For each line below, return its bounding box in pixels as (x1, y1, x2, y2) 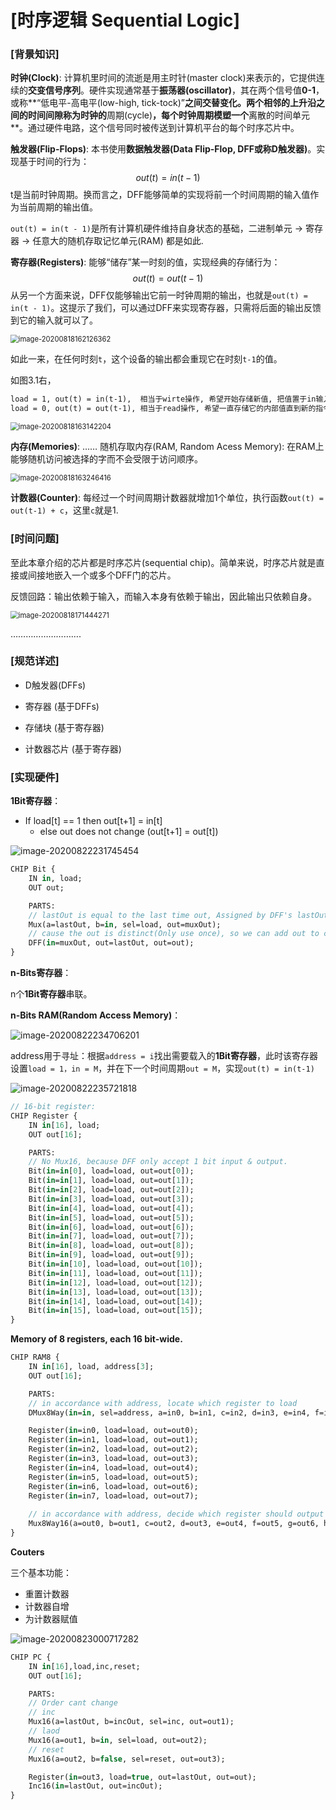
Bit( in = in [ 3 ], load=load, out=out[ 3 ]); (28, 1194, 195, 1204)
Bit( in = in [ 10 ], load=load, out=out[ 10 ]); (28, 1259, 203, 1269)
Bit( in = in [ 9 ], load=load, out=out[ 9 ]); (28, 1250, 195, 1260)
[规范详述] (10, 654, 60, 668)
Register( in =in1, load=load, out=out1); (28, 1435, 199, 1445)
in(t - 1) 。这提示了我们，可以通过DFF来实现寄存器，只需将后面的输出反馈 (10, 302, 322, 314)
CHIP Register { (10, 1111, 78, 1121)
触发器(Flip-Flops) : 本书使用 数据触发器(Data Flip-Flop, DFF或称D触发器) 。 (10, 143, 317, 155)
